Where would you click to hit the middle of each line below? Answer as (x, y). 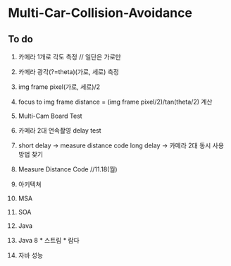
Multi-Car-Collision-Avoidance (100, 13)
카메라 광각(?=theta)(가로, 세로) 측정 (68, 72)
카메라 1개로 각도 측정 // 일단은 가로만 (70, 57)
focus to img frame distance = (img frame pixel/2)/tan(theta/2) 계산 (115, 102)
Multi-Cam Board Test (50, 116)
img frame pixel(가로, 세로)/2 (59, 87)
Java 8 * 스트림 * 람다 (49, 240)
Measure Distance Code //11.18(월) (68, 169)
